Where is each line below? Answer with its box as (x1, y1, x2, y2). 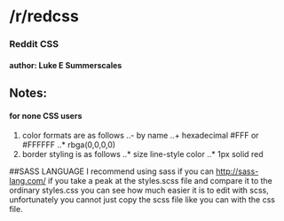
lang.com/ (9, 176, 46, 186)
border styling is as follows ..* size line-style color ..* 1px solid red (21, 149, 264, 160)
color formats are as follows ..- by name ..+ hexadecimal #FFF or (21, 130, 259, 141)
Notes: (9, 86, 47, 101)
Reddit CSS (9, 38, 59, 51)
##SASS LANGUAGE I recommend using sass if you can (9, 166, 215, 177)
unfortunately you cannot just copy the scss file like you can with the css (9, 194, 275, 205)
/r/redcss (9, 6, 80, 27)
